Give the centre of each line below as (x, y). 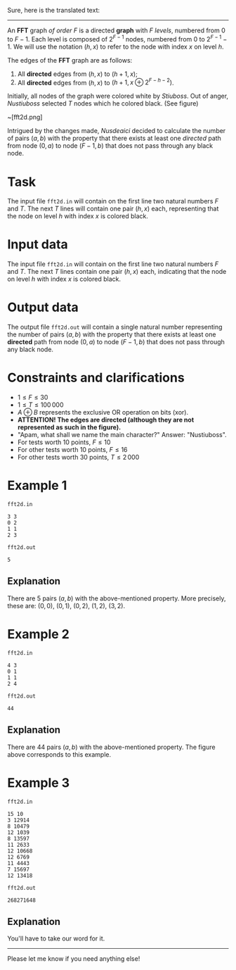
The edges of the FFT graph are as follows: (70, 60)
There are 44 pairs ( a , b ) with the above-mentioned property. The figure (111, 747)
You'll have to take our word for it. (56, 938)
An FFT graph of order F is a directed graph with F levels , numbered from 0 (117, 30)
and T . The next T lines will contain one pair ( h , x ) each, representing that (113, 209)
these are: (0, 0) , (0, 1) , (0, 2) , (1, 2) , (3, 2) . (66, 605)
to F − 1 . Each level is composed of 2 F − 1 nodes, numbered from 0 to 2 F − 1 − (117, 38)
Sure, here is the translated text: (54, 10)
